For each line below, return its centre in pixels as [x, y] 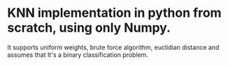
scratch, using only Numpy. [89, 28]
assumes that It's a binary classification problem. [78, 55]
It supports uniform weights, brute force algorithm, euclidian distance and [113, 47]
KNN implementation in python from [114, 13]
